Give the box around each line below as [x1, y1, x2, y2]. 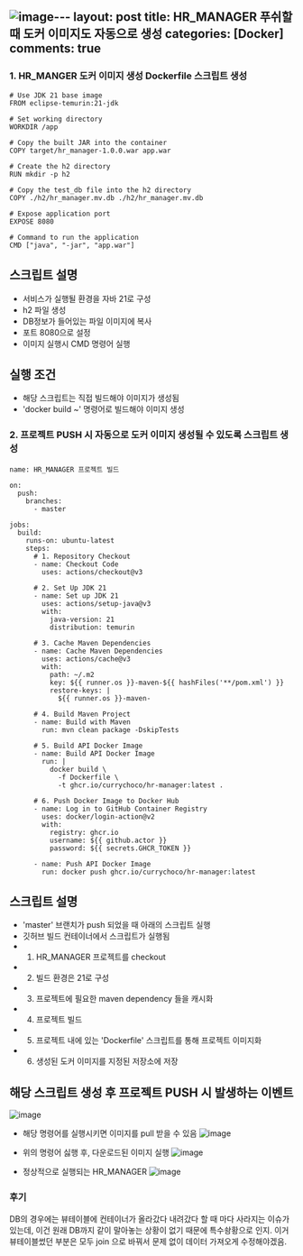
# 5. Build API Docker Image [32, 741, 143, 750]
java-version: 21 [49, 615, 115, 624]
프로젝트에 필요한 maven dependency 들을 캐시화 [35, 994, 214, 1004]
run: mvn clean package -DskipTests [41, 725, 179, 734]
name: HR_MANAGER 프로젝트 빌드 [9, 464, 120, 474]
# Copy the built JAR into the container [9, 138, 168, 147]
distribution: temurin [49, 622, 135, 632]
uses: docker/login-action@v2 [41, 811, 155, 821]
